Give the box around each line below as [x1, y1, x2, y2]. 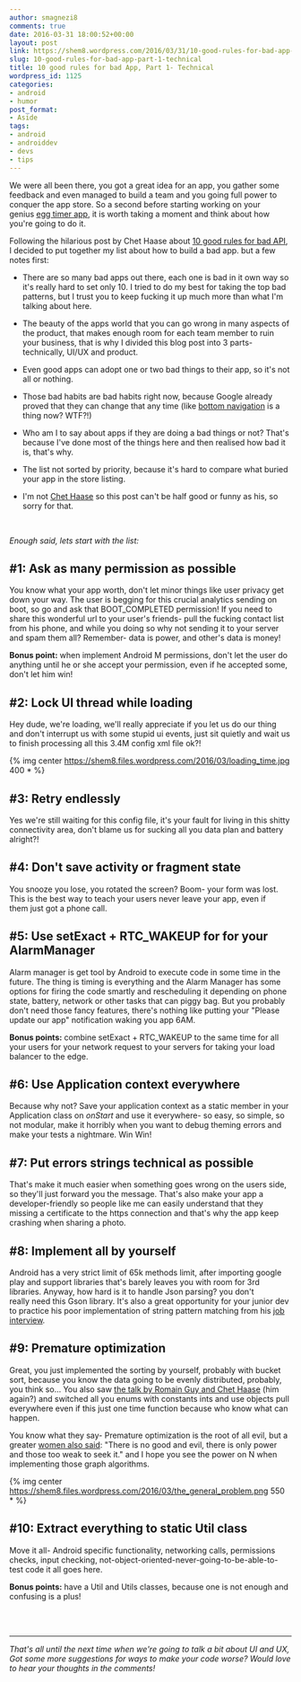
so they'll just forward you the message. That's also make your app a [9, 1189, 264, 1200]
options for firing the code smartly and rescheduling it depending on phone [9, 985, 288, 997]
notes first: [9, 254, 49, 265]
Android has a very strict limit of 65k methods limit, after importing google [9, 1267, 282, 1278]
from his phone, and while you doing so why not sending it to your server [9, 623, 279, 634]
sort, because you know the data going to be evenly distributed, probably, [9, 1374, 282, 1385]
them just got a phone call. [9, 903, 107, 913]
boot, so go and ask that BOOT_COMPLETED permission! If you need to [9, 603, 273, 615]
